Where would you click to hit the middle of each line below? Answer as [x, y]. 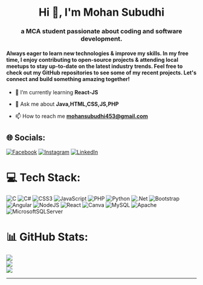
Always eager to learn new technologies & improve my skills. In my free [98, 53]
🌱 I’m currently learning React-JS [56, 93]
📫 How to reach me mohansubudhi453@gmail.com [81, 116]
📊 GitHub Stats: [47, 237]
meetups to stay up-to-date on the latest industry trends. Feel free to [95, 66]
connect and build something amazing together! [68, 79]
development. [101, 39]
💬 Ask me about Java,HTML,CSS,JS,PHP [67, 104]
